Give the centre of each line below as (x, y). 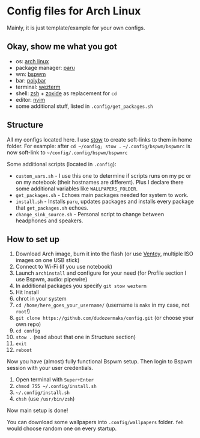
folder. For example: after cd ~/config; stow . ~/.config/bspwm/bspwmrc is (99, 146)
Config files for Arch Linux (74, 11)
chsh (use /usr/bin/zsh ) (45, 399)
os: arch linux (32, 61)
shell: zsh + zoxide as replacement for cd (66, 93)
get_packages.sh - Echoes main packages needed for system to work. (102, 195)
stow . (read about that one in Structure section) (76, 337)
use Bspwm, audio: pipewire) (51, 280)
